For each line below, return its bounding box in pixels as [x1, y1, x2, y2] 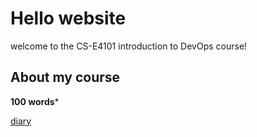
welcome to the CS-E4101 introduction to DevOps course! [10, 40, 248, 52]
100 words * [10, 95, 60, 107]
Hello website [10, 7, 127, 30]
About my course [10, 69, 121, 86]
